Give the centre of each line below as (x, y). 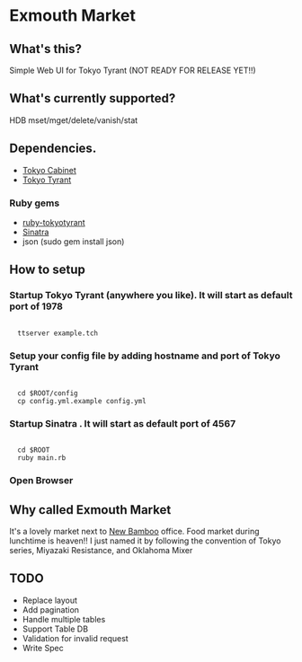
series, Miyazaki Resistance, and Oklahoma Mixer (101, 550)
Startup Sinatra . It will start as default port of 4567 (123, 423)
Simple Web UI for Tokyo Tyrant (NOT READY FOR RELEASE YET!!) (133, 70)
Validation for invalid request (75, 638)
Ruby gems (35, 203)
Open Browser (41, 481)
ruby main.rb (42, 458)
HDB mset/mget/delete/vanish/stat (74, 120)
